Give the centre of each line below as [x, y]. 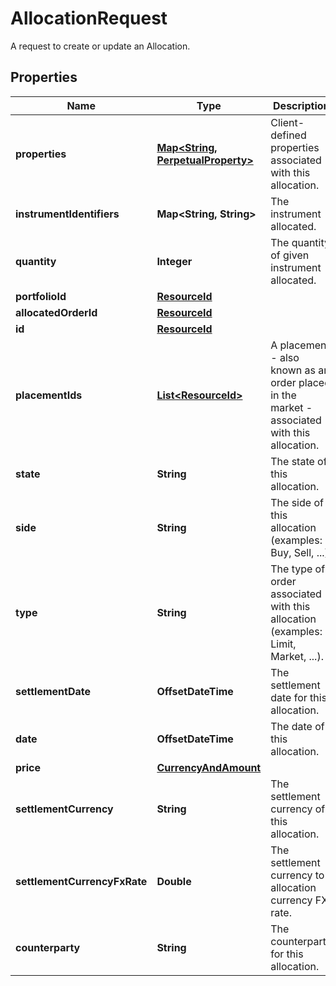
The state [292, 461]
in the [283, 395]
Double [174, 881]
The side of [297, 502]
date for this [299, 697]
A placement [300, 345]
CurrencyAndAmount [209, 767]
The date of [297, 726]
